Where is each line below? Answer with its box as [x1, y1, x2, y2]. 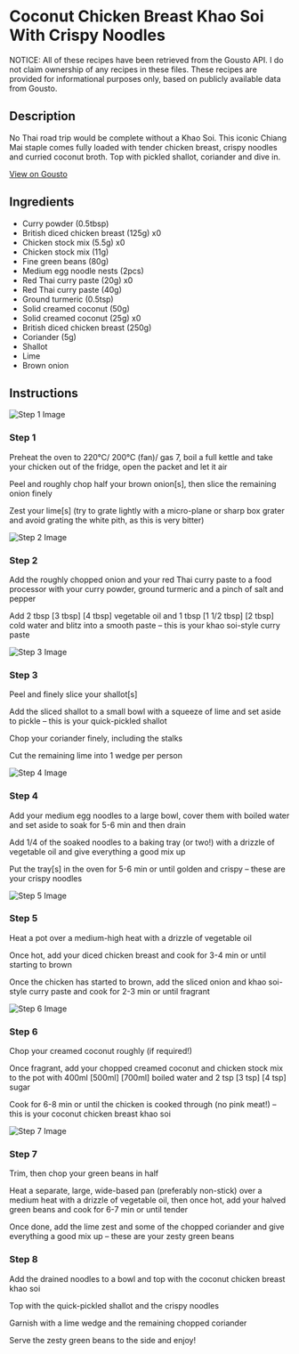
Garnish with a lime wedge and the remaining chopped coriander [9, 1318, 247, 1328]
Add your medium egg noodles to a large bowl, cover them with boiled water [9, 810, 290, 821]
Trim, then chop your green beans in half [9, 1168, 158, 1179]
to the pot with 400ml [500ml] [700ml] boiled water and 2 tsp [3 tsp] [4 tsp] [9, 1073, 287, 1083]
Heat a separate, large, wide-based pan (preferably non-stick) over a [9, 1186, 263, 1196]
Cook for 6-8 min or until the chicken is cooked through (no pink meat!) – [9, 1099, 277, 1110]
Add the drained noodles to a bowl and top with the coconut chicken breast [9, 1273, 286, 1284]
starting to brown [9, 959, 73, 969]
